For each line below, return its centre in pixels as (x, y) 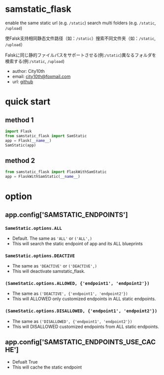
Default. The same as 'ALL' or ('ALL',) (52, 238)
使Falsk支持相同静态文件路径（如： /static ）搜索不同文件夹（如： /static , (81, 38)
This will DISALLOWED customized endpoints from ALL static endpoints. (85, 326)
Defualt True (25, 362)
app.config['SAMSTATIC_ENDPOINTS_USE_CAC (81, 342)
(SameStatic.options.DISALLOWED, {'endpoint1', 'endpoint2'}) (81, 311)
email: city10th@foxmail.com (41, 76)
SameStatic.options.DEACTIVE (40, 256)
